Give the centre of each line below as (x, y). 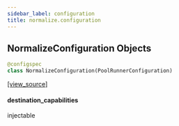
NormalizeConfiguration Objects (79, 48)
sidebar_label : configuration (51, 14)
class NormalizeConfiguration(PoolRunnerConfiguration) (90, 71)
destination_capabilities (43, 100)
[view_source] (28, 84)
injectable (21, 116)
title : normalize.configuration (54, 20)
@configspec (24, 64)
